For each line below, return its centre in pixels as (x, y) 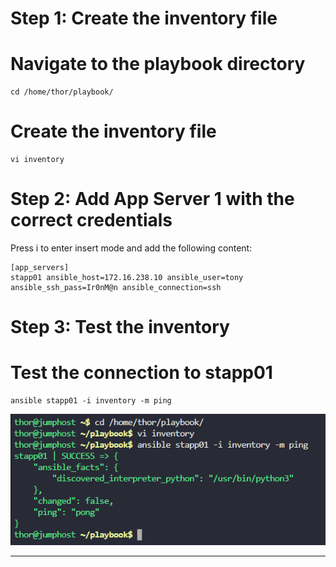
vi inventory (37, 160)
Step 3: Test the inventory (120, 327)
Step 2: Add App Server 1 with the (152, 199)
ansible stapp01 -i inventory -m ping (91, 401)
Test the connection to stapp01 (141, 373)
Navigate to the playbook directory (158, 64)
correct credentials (91, 220)
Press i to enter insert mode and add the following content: (131, 248)
